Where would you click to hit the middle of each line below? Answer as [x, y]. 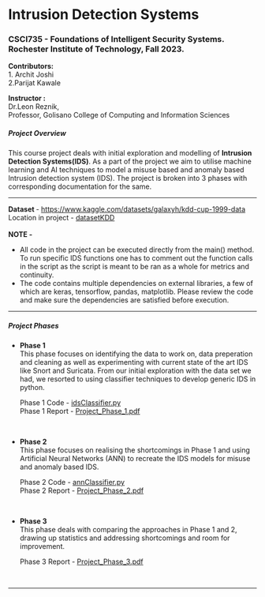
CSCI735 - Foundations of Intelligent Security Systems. [116, 39]
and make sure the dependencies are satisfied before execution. [124, 300]
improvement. [42, 546]
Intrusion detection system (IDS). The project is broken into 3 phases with [128, 178]
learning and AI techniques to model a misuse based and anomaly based [126, 170]
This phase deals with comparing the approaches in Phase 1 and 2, [129, 530]
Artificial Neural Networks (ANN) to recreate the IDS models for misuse [135, 459]
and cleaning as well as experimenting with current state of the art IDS [134, 362]
